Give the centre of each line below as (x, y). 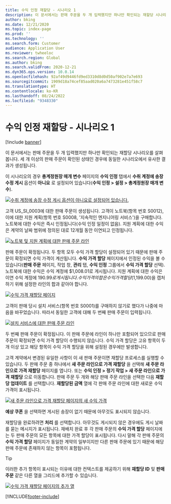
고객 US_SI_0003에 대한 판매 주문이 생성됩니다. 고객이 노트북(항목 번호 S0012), (85, 211)
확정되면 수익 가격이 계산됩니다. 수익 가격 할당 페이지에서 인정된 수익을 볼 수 (90, 258)
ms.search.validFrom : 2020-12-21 (41, 67)
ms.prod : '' (18, 34)
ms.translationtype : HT (31, 86)
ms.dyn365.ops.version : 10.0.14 (40, 72)
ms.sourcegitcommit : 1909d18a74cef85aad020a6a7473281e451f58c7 (74, 82)
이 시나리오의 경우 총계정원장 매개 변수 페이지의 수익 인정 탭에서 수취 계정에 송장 (84, 176)
